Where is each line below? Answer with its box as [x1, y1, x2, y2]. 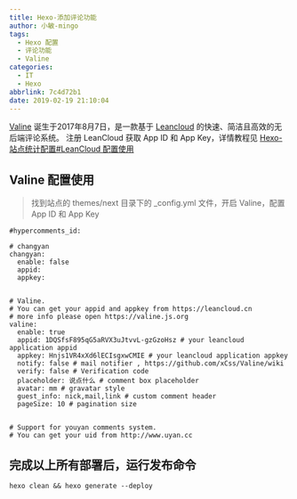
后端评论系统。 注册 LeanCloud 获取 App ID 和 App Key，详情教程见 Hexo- [9, 133, 283, 143]
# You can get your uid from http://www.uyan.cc [9, 431, 193, 440]
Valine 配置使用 [9, 172, 95, 187]
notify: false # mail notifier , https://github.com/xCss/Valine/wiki [17, 359, 285, 368]
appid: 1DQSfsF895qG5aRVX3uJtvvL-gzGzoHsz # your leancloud [17, 336, 245, 345]
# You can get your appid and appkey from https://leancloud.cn [9, 305, 253, 314]
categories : [9, 63, 53, 72]
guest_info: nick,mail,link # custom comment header [17, 392, 217, 401]
